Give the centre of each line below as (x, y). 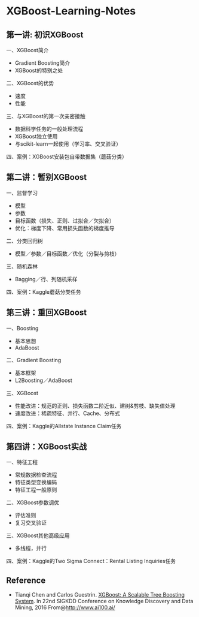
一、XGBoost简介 (27, 50)
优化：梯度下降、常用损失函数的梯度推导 (65, 228)
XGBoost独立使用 (36, 136)
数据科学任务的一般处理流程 (49, 129)
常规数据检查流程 (36, 475)
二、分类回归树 (25, 240)
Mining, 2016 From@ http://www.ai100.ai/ (65, 607)
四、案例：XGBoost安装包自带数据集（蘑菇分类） (67, 156)
